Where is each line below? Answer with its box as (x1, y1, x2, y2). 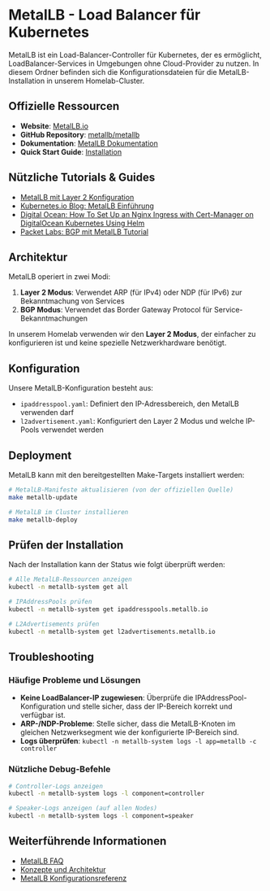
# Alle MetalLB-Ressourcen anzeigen (8, 575, 132, 583)
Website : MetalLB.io (19, 120, 89, 131)
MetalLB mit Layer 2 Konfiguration (19, 192, 135, 202)
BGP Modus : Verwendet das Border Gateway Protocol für (19, 305, 212, 315)
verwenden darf (19, 408, 75, 417)
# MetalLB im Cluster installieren (8, 508, 129, 516)
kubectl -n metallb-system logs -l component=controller (8, 789, 205, 798)
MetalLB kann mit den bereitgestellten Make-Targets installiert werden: (8, 470, 245, 479)
